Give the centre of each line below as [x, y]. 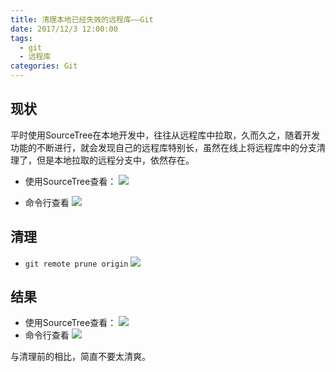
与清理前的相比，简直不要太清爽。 [80, 357]
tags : [21, 38]
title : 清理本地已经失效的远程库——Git [82, 19]
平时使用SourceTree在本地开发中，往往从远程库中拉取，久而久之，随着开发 [165, 135]
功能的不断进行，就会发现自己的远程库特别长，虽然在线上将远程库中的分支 [163, 147]
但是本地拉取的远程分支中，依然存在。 [115, 160]
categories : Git [44, 66]
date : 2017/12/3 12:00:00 [64, 29]
